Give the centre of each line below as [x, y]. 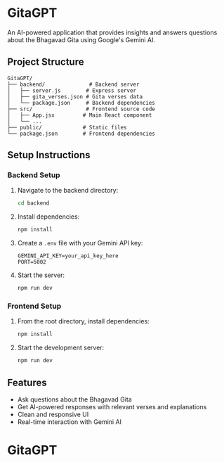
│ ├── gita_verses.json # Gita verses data [75, 96]
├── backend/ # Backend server [73, 84]
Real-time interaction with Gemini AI [69, 422]
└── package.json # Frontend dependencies [81, 134]
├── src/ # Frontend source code [81, 109]
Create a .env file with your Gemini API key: [80, 243]
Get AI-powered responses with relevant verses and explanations [112, 406]
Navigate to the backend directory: [68, 191]
